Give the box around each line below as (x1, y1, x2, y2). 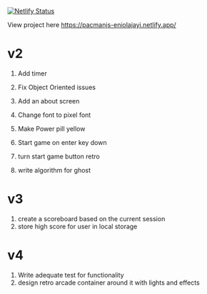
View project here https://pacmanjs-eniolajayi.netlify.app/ (7, 21, 176, 29)
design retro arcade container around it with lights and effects (17, 278, 200, 287)
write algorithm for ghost (17, 166, 91, 174)
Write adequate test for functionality (17, 270, 124, 279)
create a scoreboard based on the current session (17, 214, 166, 223)
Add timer (17, 69, 48, 78)
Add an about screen (17, 96, 80, 105)
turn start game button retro (17, 152, 100, 161)
